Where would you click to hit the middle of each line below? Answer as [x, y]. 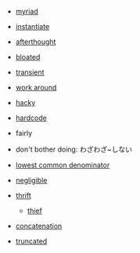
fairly [24, 133]
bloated [28, 57]
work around [36, 87]
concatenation [39, 226]
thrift [23, 195]
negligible [31, 180]
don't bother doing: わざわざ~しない [74, 149]
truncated [31, 241]
